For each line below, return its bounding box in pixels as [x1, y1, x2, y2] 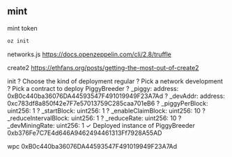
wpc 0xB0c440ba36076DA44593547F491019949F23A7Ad [7, 142, 178, 150]
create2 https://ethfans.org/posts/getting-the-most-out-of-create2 [7, 63, 199, 72]
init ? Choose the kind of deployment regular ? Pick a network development [7, 76, 223, 85]
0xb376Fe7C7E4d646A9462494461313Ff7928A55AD [7, 129, 162, 137]
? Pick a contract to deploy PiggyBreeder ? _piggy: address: [7, 84, 179, 92]
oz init [7, 38, 30, 44]
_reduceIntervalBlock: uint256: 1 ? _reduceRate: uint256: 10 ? [7, 114, 182, 122]
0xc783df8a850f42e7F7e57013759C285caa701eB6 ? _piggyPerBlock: [7, 99, 208, 107]
